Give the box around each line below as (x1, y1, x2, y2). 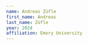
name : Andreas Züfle (6, 8, 57, 15)
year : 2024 (6, 25, 33, 31)
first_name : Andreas (6, 14, 57, 20)
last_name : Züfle (6, 19, 49, 25)
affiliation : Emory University (6, 30, 83, 36)
